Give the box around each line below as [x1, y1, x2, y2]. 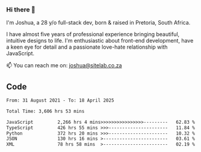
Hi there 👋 [6, 5, 36, 14]
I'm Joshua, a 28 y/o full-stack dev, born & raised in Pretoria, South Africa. [6, 19, 191, 26]
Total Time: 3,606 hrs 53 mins [6, 108, 85, 114]
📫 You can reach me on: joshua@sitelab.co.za [6, 62, 122, 69]
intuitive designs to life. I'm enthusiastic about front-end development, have [6, 37, 194, 44]
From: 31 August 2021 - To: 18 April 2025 [6, 97, 114, 104]
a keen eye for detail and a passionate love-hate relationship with [6, 43, 168, 50]
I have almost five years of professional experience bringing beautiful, [6, 31, 180, 38]
